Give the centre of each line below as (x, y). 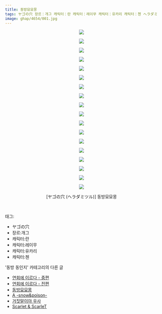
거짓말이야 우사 (26, 301)
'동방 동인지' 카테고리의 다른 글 (34, 267)
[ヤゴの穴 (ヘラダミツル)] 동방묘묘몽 (81, 197)
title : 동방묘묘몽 (21, 9)
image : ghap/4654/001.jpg (31, 18)
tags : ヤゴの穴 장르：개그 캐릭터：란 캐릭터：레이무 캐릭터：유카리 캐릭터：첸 (73, 14)
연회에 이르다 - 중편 (31, 278)
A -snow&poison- (30, 295)
